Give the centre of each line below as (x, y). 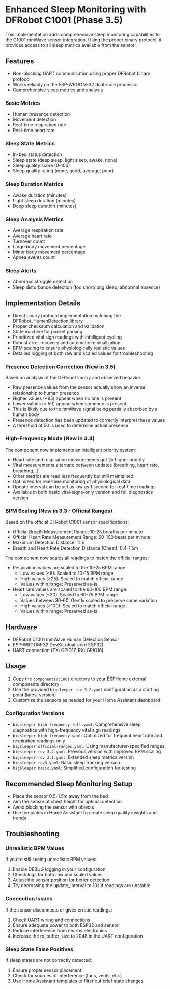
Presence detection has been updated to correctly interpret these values (89, 420)
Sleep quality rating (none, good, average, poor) (63, 171)
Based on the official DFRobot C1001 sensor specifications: (67, 522)
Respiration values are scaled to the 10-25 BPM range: (69, 567)
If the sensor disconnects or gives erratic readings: (59, 910)
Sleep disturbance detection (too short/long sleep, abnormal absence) (86, 287)
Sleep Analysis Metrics (34, 219)
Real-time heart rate (34, 131)
